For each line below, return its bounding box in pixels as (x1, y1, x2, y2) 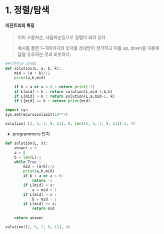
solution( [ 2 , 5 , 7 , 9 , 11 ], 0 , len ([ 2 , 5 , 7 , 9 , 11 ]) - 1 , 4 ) (5, 121, 135, 126)
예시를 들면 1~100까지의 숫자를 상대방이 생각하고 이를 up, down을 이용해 (17, 45, 159, 51)
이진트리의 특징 (5, 22, 35, 28)
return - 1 (31, 178, 52, 183)
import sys (5, 107, 28, 113)
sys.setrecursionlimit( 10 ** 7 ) (5, 112, 68, 117)
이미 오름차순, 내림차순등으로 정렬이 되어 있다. (17, 35, 107, 41)
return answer (14, 215, 43, 220)
